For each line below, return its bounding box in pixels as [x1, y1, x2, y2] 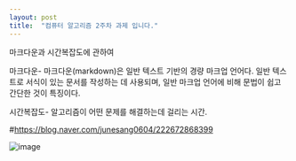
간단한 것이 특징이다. [9, 88, 81, 98]
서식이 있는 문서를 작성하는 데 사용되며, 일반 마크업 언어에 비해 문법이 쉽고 [25, 76, 282, 87]
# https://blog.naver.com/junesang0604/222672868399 [9, 124, 213, 134]
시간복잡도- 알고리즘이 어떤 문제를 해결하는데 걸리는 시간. [9, 106, 208, 117]
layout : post [9, 12, 58, 22]
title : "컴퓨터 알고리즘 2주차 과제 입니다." [9, 21, 158, 30]
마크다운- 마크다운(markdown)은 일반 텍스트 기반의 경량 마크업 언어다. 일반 [9, 65, 271, 76]
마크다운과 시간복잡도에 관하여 [9, 46, 115, 57]
